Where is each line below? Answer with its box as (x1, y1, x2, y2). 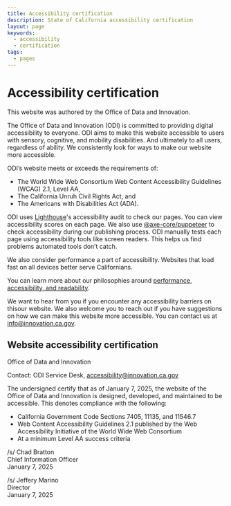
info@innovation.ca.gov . (7, 319, 76, 327)
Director (7, 483, 30, 491)
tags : (7, 49, 23, 56)
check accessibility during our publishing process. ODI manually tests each (7, 227, 221, 236)
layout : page (7, 23, 45, 30)
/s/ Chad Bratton (7, 447, 55, 456)
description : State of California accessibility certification (7, 17, 194, 24)
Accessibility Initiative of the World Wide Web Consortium (17, 427, 182, 435)
